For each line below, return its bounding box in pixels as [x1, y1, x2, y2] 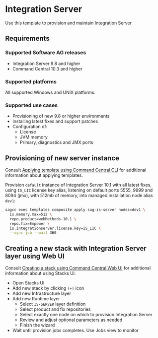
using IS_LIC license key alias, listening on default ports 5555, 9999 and [5, 187, 153, 193]
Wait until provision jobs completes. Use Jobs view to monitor [12, 328, 139, 334]
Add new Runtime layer [12, 296, 61, 302]
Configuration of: [12, 124, 48, 130]
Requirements [5, 34, 50, 43]
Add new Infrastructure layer [12, 290, 72, 296]
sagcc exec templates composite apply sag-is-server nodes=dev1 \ [5, 207, 146, 212]
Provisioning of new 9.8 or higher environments [12, 113, 110, 119]
